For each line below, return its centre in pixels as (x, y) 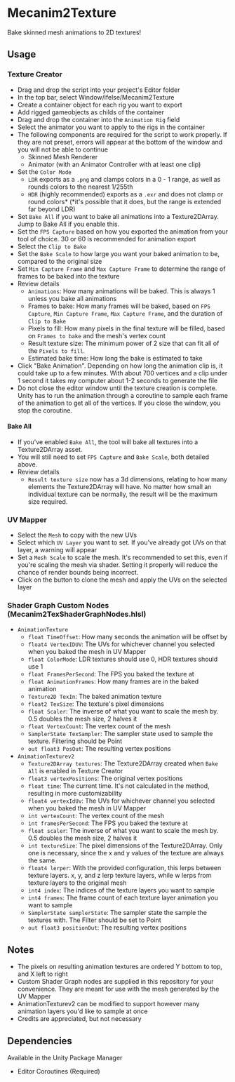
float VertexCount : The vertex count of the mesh (99, 726)
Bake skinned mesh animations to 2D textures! (74, 32)
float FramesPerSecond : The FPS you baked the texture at (111, 674)
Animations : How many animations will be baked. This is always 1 (121, 291)
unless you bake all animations (72, 298)
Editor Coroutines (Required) (59, 1071)
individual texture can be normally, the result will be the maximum (123, 494)
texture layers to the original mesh (77, 883)
